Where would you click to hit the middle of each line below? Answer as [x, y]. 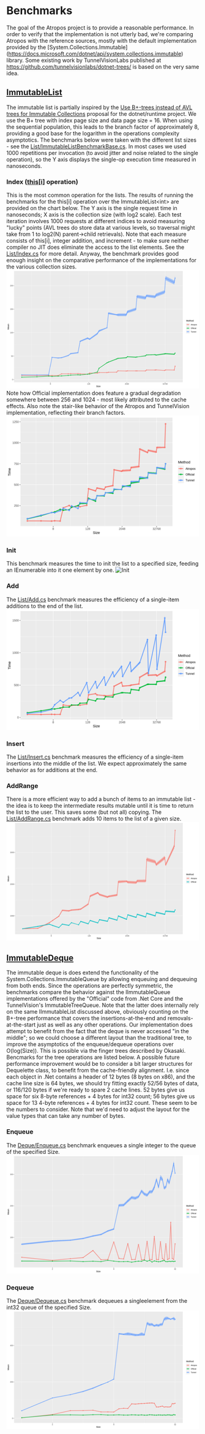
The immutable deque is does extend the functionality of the [83, 973]
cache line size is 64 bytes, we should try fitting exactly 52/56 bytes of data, [102, 1083]
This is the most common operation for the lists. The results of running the [100, 195]
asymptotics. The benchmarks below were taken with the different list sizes [102, 140]
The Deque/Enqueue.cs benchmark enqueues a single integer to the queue [101, 1145]
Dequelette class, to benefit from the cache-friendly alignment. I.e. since [98, 1071]
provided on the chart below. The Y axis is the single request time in [92, 208]
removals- [181, 1019]
